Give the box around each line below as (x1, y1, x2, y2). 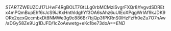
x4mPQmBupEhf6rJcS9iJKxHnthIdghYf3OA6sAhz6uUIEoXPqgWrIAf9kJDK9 (5, 9, 166, 15)
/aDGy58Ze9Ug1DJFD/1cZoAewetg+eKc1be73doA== (5, 20, 116, 26)
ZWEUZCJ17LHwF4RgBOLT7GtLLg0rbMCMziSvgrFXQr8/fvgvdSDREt (19, 4, 165, 10)
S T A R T (5, 4, 20, 10)
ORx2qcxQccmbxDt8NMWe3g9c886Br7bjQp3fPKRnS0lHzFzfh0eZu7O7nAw (5, 15, 166, 20)
